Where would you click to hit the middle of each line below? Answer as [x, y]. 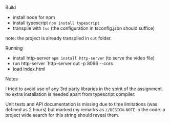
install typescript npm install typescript [56, 23]
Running [14, 48]
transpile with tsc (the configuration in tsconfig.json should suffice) [84, 28]
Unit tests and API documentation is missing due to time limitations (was [81, 104]
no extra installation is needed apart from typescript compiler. [70, 94]
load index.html [29, 69]
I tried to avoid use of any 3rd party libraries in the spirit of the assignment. [84, 89]
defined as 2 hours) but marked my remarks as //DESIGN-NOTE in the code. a [85, 109]
